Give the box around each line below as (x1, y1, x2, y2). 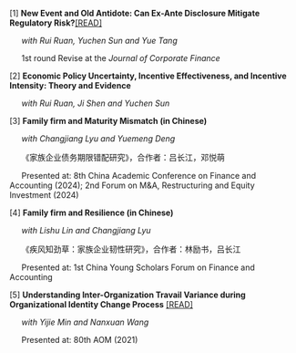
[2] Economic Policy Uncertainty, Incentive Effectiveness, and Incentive (9, 70, 287, 81)
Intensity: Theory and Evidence (9, 80, 131, 90)
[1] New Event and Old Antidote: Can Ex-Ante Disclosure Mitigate (9, 8, 260, 18)
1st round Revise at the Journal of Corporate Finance (21, 53, 220, 63)
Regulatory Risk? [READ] (9, 17, 103, 28)
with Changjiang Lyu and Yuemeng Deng (21, 133, 176, 144)
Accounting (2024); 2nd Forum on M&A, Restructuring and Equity (9, 180, 255, 191)
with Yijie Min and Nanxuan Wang (21, 317, 149, 327)
